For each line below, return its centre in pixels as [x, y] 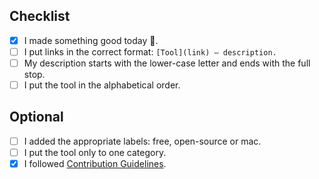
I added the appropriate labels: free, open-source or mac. [142, 141]
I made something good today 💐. [91, 40]
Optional [36, 117]
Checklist [40, 16]
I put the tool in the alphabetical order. [102, 85]
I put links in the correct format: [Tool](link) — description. [150, 51]
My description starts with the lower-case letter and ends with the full [167, 63]
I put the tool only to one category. [95, 152]
